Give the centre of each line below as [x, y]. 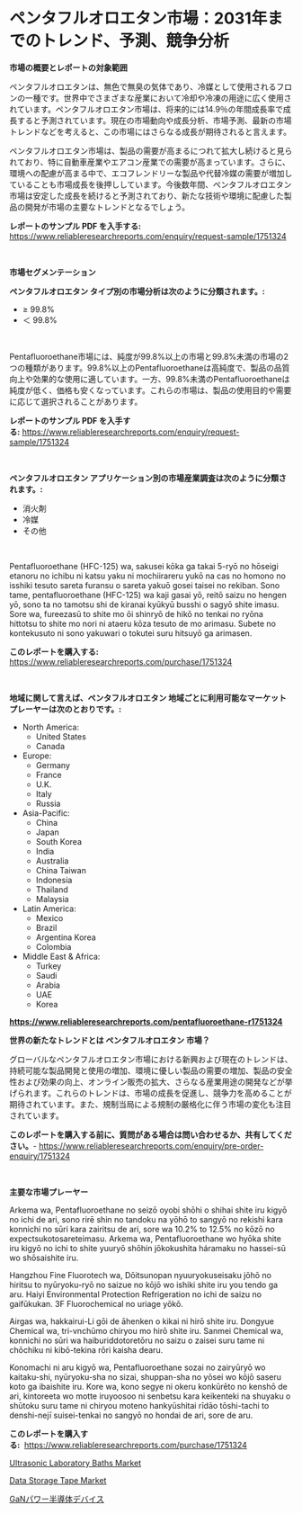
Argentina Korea [66, 937]
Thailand [52, 889]
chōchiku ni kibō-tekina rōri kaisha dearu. [86, 1349]
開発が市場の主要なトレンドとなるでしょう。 [107, 207]
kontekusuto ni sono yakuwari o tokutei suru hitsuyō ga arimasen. [131, 633]
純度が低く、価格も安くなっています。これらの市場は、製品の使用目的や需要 [151, 390]
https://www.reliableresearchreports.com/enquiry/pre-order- [151, 1146]
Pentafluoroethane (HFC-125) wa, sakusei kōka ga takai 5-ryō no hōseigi [144, 566]
